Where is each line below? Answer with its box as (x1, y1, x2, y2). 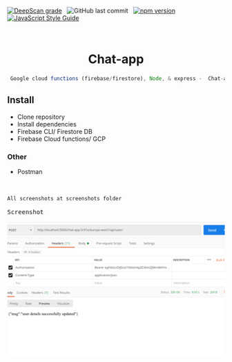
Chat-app (88, 52, 144, 67)
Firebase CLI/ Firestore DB (17, 127, 93, 135)
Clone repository (17, 113, 66, 121)
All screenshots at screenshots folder (7, 195, 122, 202)
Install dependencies (17, 120, 77, 128)
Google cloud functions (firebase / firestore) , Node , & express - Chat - (10, 75, 224, 82)
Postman (17, 167, 43, 175)
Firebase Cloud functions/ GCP (17, 135, 106, 143)
